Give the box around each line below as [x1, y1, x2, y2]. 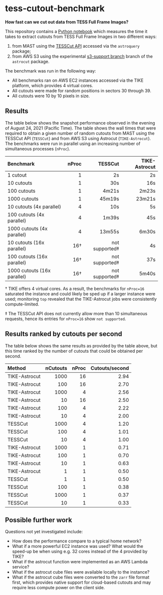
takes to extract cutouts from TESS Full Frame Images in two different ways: [5, 34, 157, 39]
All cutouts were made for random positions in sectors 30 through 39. [12, 88, 151, 93]
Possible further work [5, 516, 72, 524]
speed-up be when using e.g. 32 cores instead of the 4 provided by [12, 548, 148, 555]
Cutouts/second [90, 364, 130, 371]
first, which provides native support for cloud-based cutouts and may [12, 579, 151, 585]
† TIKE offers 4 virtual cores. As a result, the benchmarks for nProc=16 [5, 286, 145, 291]
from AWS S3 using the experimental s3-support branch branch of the [12, 53, 153, 59]
